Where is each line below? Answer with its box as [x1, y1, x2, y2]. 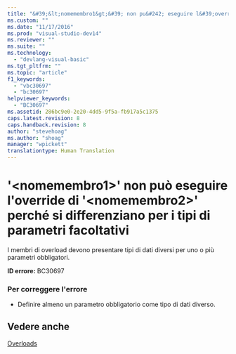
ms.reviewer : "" [7, 37, 55, 44]
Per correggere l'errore [7, 284, 88, 294]
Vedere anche [7, 320, 70, 332]
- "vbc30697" [13, 82, 52, 89]
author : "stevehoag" [7, 128, 68, 135]
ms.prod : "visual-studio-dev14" [7, 29, 102, 37]
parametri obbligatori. [7, 253, 70, 261]
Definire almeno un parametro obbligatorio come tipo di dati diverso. [17, 300, 216, 309]
